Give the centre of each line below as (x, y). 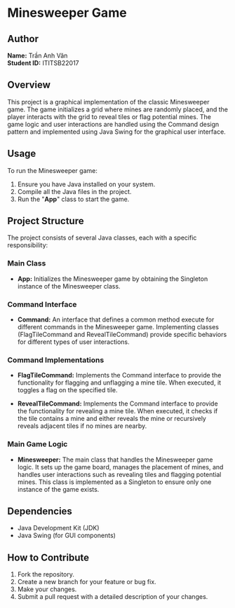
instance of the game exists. (58, 489)
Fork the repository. (46, 574)
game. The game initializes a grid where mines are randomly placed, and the (117, 109)
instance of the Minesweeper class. (69, 286)
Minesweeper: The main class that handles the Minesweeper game (115, 460)
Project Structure (46, 221)
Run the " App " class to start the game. (73, 199)
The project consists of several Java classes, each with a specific (102, 238)
